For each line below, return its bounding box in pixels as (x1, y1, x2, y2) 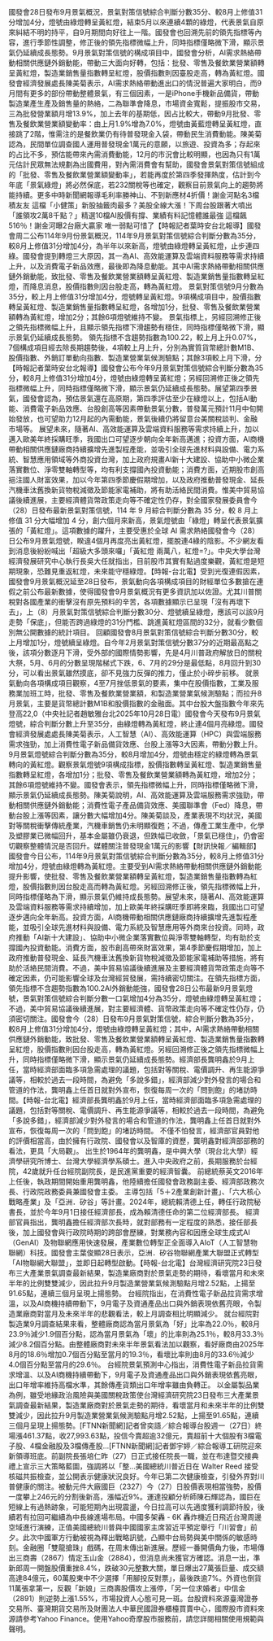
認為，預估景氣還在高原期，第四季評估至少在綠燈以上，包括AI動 (43, 394, 258, 403)
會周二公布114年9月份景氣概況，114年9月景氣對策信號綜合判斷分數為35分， (8, 231, 261, 240)
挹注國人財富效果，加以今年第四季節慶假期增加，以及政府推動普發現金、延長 (8, 475, 265, 484)
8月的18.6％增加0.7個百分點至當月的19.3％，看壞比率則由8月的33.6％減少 (8, 1350, 254, 1359)
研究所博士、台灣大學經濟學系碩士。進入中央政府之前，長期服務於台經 (22, 1156, 258, 1166)
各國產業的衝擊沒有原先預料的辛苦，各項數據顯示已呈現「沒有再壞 (22, 597, 244, 606)
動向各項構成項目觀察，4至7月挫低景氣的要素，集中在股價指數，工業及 (15, 679, 252, 687)
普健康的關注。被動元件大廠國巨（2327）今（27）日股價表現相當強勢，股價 (8, 1482, 262, 1491)
